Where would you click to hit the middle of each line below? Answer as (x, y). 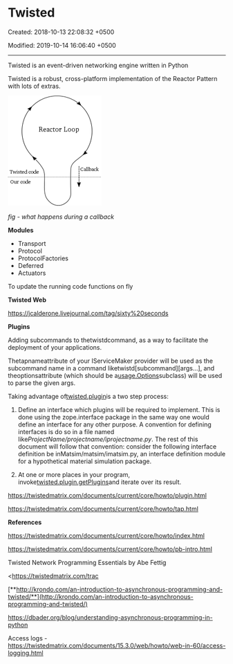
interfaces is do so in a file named (66, 431)
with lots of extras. (34, 86)
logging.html (26, 653)
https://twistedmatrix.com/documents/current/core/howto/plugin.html (107, 495)
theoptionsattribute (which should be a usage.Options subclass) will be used (115, 375)
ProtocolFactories (43, 258)
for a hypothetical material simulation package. (84, 461)
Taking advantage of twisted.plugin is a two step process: (88, 396)
